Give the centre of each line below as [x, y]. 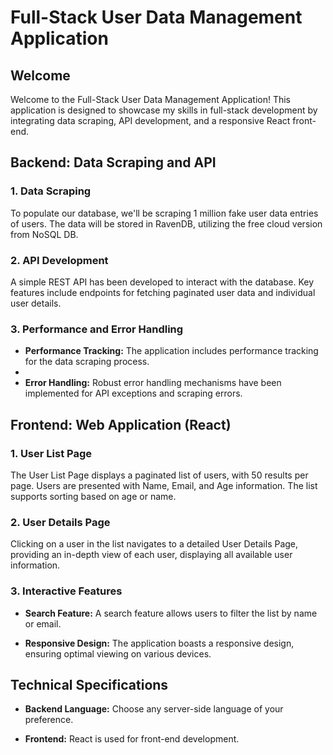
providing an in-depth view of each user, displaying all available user [151, 555]
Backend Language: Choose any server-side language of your [154, 709]
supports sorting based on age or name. [93, 496]
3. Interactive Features [66, 591]
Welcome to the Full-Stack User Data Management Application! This [150, 99]
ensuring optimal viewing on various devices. [118, 653]
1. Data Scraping [51, 191]
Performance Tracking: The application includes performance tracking [171, 351]
